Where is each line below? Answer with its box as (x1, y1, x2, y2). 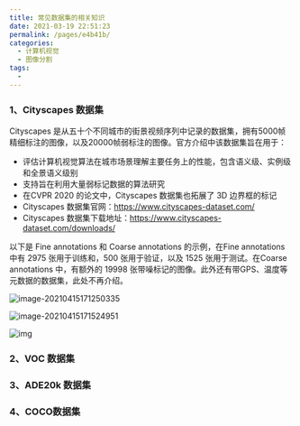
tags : (9, 64, 30, 73)
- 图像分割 (17, 55, 53, 64)
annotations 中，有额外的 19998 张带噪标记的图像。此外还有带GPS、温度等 (9, 264, 288, 275)
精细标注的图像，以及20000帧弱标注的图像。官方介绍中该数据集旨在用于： (9, 137, 286, 148)
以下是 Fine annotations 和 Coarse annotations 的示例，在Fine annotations (9, 241, 286, 253)
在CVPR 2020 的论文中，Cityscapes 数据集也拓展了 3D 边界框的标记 (22, 190, 277, 201)
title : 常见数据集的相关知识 (9, 13, 105, 23)
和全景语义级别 (22, 168, 78, 179)
